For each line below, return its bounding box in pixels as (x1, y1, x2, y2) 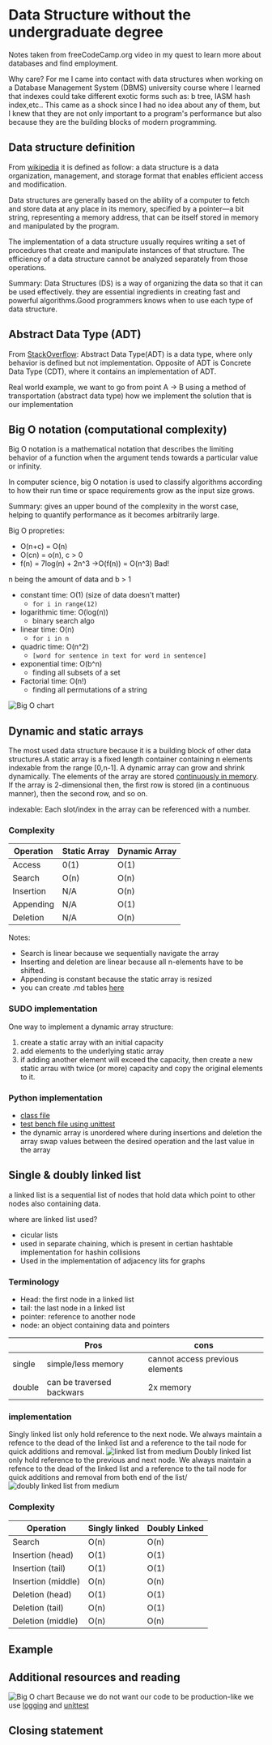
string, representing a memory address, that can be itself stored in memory (8, 212, 259, 222)
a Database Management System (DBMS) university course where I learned (8, 83, 261, 92)
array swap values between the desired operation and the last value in (19, 1137, 255, 1147)
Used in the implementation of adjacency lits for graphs (19, 1255, 206, 1266)
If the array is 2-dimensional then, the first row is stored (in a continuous (8, 780, 249, 790)
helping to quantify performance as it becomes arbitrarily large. (8, 510, 220, 520)
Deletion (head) (12, 1589, 72, 1600)
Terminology (8, 1276, 60, 1287)
